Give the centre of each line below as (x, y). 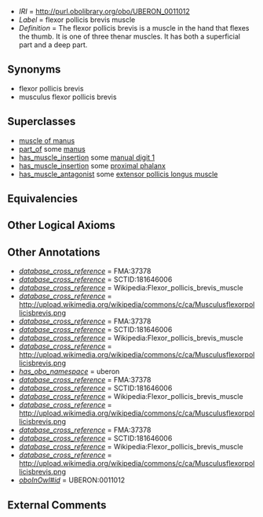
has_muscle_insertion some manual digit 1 (86, 157)
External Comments (57, 505)
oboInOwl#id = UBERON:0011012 (72, 480)
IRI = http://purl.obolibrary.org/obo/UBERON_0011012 (104, 11)
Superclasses (42, 122)
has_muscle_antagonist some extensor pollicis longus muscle (118, 174)
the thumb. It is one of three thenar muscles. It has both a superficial (130, 36)
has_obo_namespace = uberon (69, 371)
